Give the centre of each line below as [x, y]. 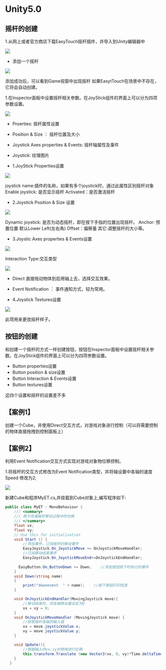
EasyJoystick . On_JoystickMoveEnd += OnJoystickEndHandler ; [83, 558]
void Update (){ [30, 645]
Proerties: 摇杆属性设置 [36, 124]
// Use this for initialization [47, 535]
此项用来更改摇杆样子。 [29, 319]
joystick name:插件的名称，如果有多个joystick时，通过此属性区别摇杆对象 [80, 186]
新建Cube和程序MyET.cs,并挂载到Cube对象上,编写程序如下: [66, 498]
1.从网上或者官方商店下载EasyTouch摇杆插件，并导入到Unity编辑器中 [75, 41]
